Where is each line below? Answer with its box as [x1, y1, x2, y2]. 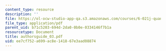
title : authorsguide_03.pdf [5, 34, 63, 39]
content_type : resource [5, 7, 54, 12]
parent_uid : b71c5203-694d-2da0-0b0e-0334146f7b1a [5, 25, 112, 30]
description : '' [5, 12, 39, 17]
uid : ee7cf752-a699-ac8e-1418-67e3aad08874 [5, 39, 96, 44]
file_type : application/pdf [5, 20, 63, 26]
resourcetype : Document [5, 30, 54, 34]
